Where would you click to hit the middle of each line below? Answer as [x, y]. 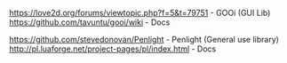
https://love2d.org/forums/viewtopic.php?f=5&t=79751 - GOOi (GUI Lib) [140, 13]
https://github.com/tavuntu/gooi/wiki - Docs [90, 22]
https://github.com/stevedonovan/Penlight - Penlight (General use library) [144, 39]
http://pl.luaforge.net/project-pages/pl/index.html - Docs [113, 49]
